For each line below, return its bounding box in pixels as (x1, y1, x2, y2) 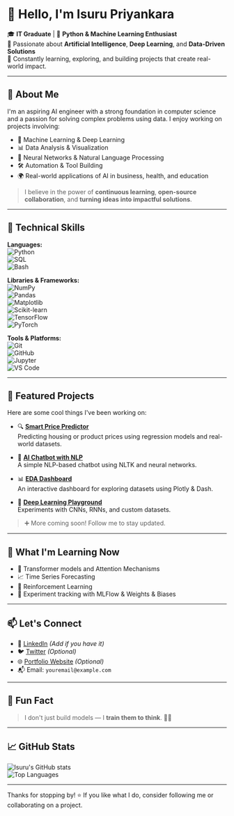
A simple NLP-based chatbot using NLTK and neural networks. (17, 461, 197, 469)
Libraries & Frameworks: (7, 276, 80, 284)
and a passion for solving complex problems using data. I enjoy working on (7, 114, 223, 123)
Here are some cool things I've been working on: (7, 409, 147, 417)
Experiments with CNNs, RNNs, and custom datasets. (17, 505, 171, 514)
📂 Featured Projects (7, 390, 95, 402)
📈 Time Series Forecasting (17, 572, 95, 581)
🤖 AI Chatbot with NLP (17, 453, 84, 462)
